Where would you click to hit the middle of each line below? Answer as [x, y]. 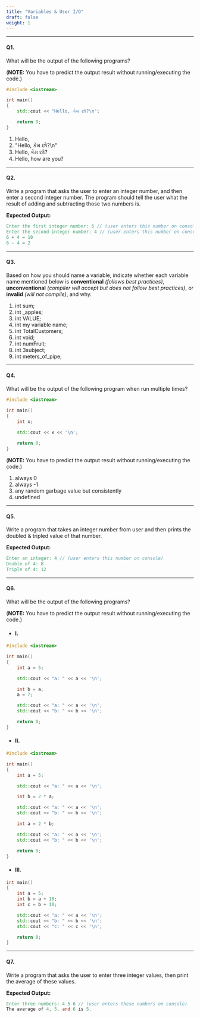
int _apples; [29, 312]
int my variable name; [41, 325]
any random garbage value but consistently [68, 491]
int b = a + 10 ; [37, 899]
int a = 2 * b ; [36, 824]
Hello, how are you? [39, 158]
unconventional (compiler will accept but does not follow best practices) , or [100, 288]
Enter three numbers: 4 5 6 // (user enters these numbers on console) [97, 1004]
